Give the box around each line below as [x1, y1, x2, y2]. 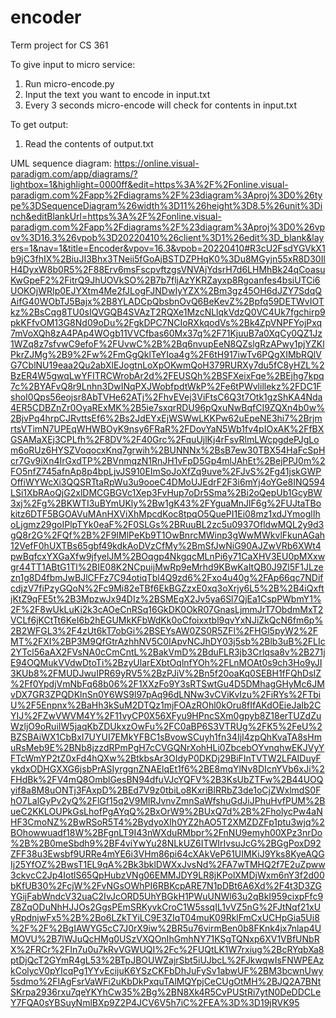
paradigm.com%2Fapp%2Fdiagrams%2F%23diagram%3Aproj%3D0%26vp [10, 221, 326, 233]
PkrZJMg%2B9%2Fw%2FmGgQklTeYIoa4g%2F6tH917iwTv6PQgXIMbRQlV [10, 348, 322, 360]
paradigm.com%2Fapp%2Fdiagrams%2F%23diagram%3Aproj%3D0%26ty [10, 189, 323, 201]
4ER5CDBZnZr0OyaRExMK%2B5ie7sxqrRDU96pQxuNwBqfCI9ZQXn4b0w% [10, 401, 325, 413]
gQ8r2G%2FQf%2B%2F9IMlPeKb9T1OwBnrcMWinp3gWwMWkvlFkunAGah [10, 529, 326, 541]
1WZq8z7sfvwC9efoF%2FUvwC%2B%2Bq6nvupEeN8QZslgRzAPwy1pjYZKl [10, 337, 325, 350]
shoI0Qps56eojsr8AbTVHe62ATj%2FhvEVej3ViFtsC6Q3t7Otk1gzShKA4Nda [10, 391, 323, 403]
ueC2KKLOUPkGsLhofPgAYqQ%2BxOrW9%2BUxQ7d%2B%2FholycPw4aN [10, 805, 323, 817]
